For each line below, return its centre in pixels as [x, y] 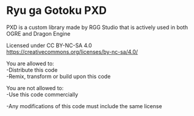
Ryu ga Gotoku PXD [57, 11]
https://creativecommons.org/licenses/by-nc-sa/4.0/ [72, 51]
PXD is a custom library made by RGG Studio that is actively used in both [97, 27]
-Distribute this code [32, 69]
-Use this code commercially [42, 94]
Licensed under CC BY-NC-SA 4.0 [49, 45]
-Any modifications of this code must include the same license [84, 106]
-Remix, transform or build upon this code [59, 76]
